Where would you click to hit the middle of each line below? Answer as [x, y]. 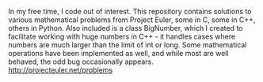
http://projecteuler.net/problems [61, 70]
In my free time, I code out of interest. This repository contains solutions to [130, 11]
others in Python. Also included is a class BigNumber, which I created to [126, 28]
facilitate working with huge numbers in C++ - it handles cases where [122, 36]
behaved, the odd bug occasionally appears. [81, 61]
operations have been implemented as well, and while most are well [118, 53]
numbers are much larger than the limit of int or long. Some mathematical [128, 45]
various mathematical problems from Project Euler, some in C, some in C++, [132, 20]
